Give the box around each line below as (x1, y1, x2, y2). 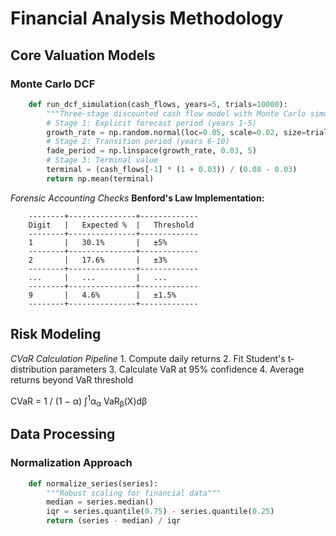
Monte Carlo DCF (10, 77, 96, 91)
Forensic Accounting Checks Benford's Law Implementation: (10, 192, 265, 204)
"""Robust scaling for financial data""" (46, 488, 222, 498)
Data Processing (10, 426, 116, 443)
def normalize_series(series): (28, 478, 159, 489)
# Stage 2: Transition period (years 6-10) (46, 137, 230, 147)
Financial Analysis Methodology (10, 7, 284, 30)
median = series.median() (46, 497, 155, 507)
